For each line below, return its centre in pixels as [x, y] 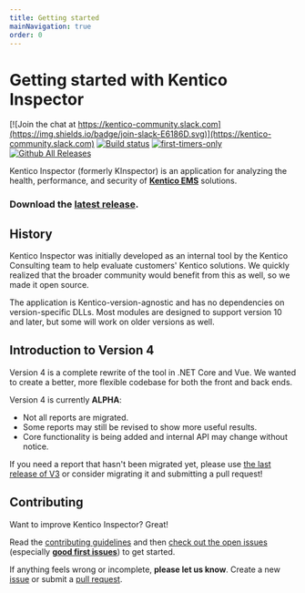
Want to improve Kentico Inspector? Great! [89, 524]
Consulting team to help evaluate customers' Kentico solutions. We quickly [149, 266]
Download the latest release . [74, 204]
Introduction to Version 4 [82, 350]
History [31, 234]
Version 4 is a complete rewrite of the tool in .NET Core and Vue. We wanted [153, 372]
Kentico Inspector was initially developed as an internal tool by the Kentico [149, 256]
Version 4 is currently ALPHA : [66, 399]
